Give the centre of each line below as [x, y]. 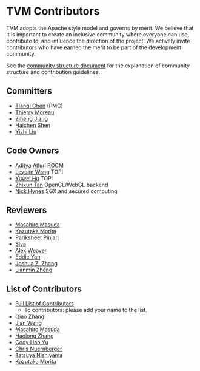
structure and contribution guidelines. [53, 72]
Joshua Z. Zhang [36, 264]
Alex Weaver [31, 251]
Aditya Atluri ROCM [39, 165]
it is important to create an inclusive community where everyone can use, [98, 34]
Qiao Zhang [29, 316]
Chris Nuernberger [38, 349]
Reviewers [27, 210]
